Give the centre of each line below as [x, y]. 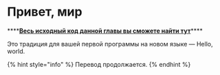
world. [16, 51]
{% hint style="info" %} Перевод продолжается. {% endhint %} [99, 64]
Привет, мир [45, 12]
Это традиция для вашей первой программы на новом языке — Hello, [110, 44]
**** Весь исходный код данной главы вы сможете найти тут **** [105, 31]
